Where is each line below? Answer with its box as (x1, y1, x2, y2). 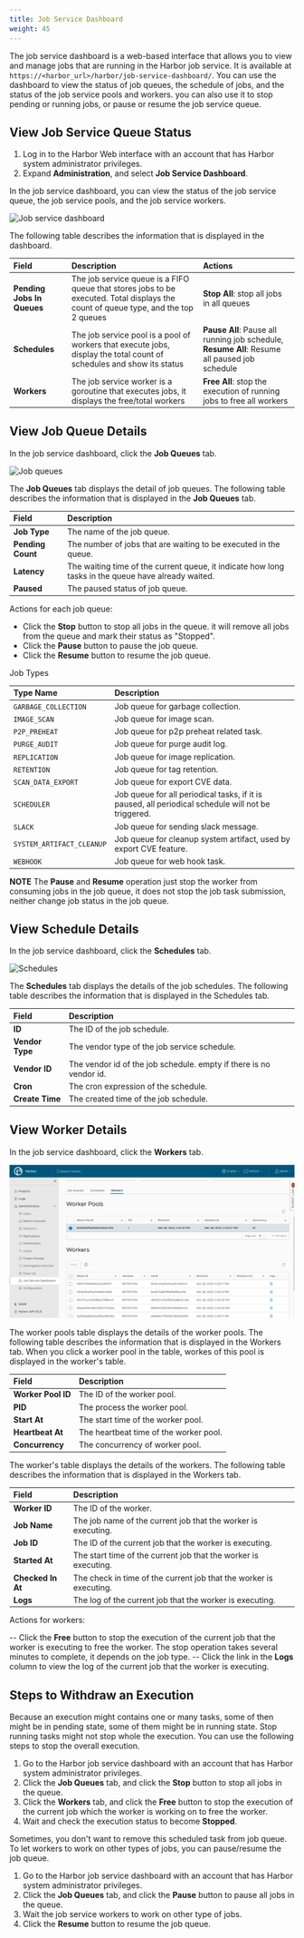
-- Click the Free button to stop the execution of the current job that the (9, 1632, 276, 1643)
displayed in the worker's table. (9, 1356, 127, 1366)
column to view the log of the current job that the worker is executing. (9, 1661, 270, 1672)
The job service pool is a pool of (71, 329, 192, 340)
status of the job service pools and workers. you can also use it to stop (9, 89, 273, 100)
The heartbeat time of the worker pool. (78, 1427, 223, 1438)
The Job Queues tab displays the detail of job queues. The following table (9, 483, 286, 494)
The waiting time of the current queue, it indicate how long (67, 561, 285, 572)
